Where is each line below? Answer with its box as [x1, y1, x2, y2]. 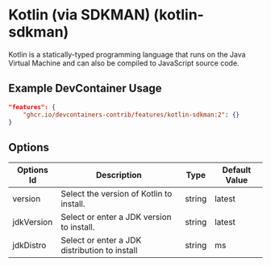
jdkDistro [12, 240, 47, 251]
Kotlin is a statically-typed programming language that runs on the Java [8, 49, 246, 59]
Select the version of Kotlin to [60, 188, 173, 200]
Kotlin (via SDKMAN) [8, 6, 151, 24]
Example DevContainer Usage [8, 82, 162, 95]
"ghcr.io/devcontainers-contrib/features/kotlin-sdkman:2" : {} [23, 111, 240, 119]
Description [95, 170, 143, 181]
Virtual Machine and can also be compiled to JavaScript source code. [8, 58, 240, 68]
